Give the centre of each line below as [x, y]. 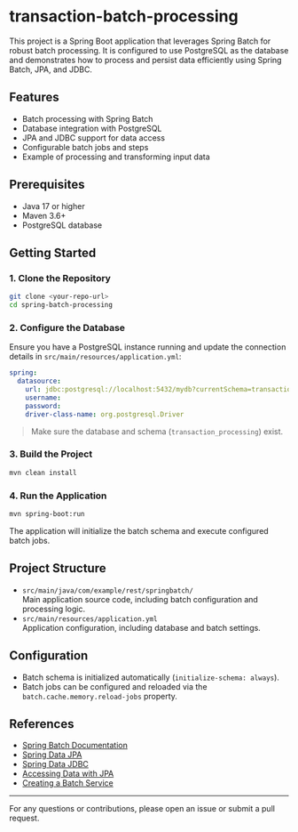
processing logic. [54, 609]
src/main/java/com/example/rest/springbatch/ [107, 590]
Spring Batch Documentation [75, 746]
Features [34, 97]
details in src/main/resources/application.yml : [95, 357]
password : [43, 406]
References [42, 724]
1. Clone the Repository [60, 278]
